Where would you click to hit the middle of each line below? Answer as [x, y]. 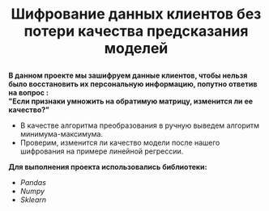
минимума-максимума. [62, 134]
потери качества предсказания [136, 31]
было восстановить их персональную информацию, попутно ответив [133, 84]
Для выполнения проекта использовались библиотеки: [108, 167]
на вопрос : [29, 93]
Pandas [33, 183]
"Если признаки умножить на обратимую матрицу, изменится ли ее [131, 101]
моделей [136, 49]
